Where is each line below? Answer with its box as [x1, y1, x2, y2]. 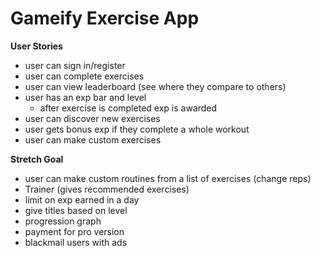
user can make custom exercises [24, 133, 162, 146]
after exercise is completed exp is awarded [39, 102, 218, 114]
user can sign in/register [24, 59, 126, 71]
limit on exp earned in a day [24, 193, 140, 206]
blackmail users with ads [24, 236, 128, 248]
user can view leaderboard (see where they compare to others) [24, 80, 287, 92]
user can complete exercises [24, 70, 145, 82]
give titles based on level [24, 204, 128, 216]
